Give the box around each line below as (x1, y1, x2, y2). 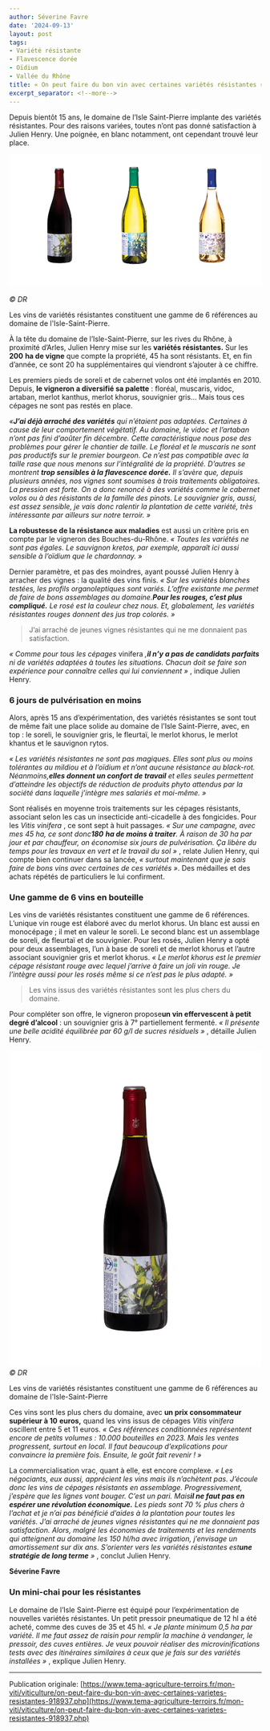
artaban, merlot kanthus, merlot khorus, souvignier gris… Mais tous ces (9, 392, 245, 401)
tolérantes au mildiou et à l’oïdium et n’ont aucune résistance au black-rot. (9, 762, 256, 772)
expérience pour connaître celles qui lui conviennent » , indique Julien (9, 666, 241, 676)
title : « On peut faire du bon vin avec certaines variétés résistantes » (9, 80, 264, 88)
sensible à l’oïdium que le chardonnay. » (9, 551, 143, 561)
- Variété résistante (9, 47, 82, 55)
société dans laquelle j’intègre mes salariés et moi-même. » (9, 787, 207, 798)
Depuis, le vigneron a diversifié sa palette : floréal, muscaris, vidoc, (9, 384, 235, 393)
